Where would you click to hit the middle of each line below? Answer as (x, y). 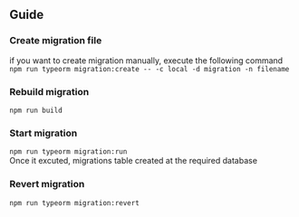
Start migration (43, 133)
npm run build (36, 110)
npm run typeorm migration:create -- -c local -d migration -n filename (149, 69)
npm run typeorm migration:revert (75, 203)
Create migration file (56, 41)
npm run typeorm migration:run (68, 152)
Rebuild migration (49, 91)
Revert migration (47, 184)
